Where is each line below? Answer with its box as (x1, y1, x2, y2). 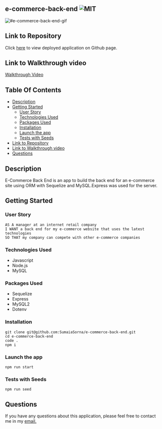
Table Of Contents (5, 86, 62, 94)
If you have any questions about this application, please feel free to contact (5, 413, 156, 419)
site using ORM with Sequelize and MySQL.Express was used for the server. (5, 183, 158, 189)
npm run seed (5, 387, 32, 392)
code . (5, 338, 18, 343)
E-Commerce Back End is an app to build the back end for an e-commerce (5, 178, 155, 183)
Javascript (12, 257, 34, 263)
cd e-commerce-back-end (5, 334, 54, 339)
